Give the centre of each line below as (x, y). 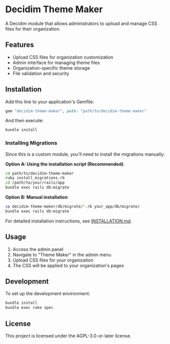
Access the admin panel (38, 249)
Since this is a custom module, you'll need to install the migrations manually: (85, 154)
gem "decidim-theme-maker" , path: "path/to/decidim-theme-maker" (76, 111)
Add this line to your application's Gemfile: (50, 102)
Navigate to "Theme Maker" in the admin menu (62, 254)
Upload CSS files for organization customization (63, 57)
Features (20, 45)
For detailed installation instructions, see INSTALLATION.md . (69, 221)
